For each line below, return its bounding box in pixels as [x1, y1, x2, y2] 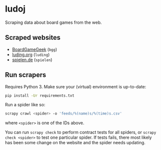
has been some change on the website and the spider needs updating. [5, 140, 146, 146]
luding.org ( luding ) [12, 51, 50, 57]
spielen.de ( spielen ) [12, 57, 53, 63]
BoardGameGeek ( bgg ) [12, 46, 57, 52]
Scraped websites [5, 33, 61, 42]
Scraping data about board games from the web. [5, 19, 102, 25]
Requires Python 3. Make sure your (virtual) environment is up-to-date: [5, 83, 146, 89]
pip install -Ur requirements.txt [5, 93, 75, 98]
